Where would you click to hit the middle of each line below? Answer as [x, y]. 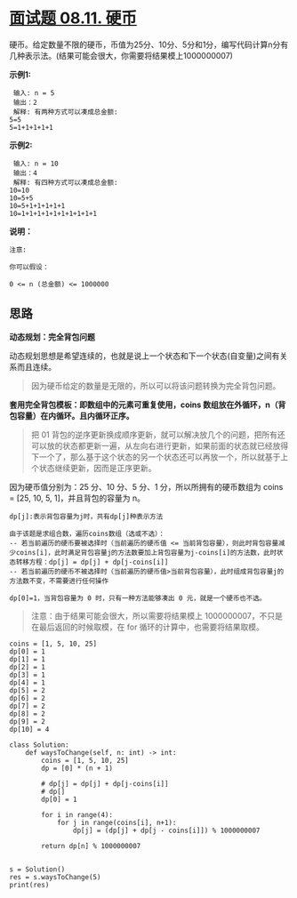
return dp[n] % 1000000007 [91, 846]
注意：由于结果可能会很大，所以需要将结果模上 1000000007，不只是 [157, 615]
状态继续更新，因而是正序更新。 [97, 468]
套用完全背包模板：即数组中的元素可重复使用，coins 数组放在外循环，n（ [144, 405]
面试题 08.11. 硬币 [73, 18]
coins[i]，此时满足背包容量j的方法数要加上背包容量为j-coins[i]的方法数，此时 [146, 552]
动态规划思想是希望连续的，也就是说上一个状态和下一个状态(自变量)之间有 [144, 356]
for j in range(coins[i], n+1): [116, 822]
